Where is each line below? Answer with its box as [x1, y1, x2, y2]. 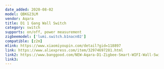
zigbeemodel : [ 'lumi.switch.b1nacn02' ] [5, 34, 86, 39]
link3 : [5, 57, 19, 62]
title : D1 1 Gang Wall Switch [5, 20, 67, 26]
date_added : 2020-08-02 [5, 7, 54, 12]
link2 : [5, 52, 19, 57]
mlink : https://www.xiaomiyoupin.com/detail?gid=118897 [5, 43, 121, 48]
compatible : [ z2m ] [5, 39, 42, 44]
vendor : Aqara [5, 16, 34, 21]
